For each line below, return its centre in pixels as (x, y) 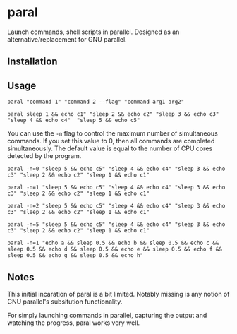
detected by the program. (44, 156)
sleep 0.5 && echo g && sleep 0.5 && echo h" (75, 256)
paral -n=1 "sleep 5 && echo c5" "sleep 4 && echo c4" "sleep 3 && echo (116, 188)
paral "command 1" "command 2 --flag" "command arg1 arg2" (96, 102)
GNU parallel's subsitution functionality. (65, 302)
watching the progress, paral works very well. (74, 323)
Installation (32, 62)
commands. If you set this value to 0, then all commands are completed (111, 141)
